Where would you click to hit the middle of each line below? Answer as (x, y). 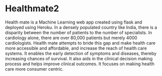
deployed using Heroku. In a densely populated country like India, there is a (81, 27)
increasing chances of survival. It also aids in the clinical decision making (79, 58)
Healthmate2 (32, 9)
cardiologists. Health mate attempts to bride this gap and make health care (80, 43)
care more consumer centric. (34, 69)
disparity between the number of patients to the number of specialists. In (79, 32)
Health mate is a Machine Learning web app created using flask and (74, 22)
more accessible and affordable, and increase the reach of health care (76, 48)
